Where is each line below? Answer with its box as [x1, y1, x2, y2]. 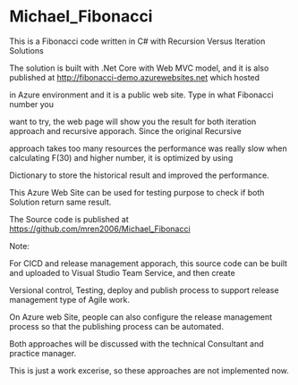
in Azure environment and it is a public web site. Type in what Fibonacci [9, 89, 274, 100]
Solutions [9, 45, 45, 55]
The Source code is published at [9, 213, 129, 224]
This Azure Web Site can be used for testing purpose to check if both [9, 187, 265, 197]
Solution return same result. [9, 197, 112, 207]
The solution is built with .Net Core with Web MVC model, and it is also [9, 63, 269, 73]
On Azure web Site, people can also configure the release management [9, 311, 273, 322]
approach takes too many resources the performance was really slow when [9, 143, 288, 154]
